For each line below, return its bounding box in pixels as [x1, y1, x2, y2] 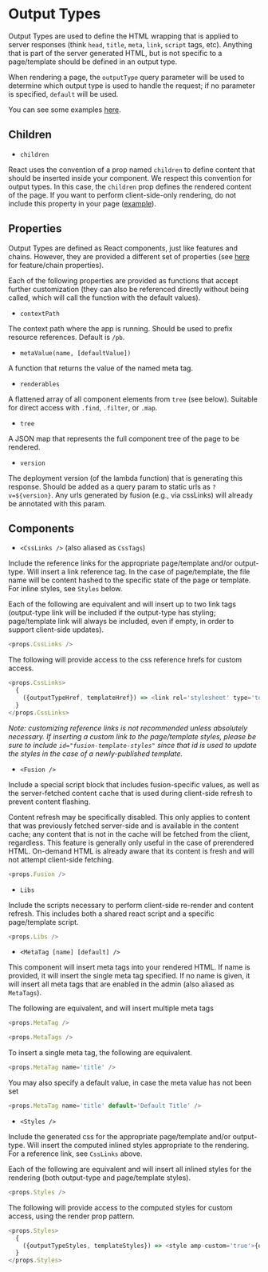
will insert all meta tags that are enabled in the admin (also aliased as [8, 979, 235, 989]
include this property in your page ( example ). [8, 198, 157, 208]
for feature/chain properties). [8, 260, 104, 270]
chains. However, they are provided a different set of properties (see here [8, 251, 250, 261]
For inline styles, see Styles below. [8, 584, 123, 594]
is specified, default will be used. [8, 89, 119, 98]
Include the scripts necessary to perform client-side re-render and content [8, 900, 254, 910]
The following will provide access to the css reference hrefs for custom [8, 655, 242, 665]
